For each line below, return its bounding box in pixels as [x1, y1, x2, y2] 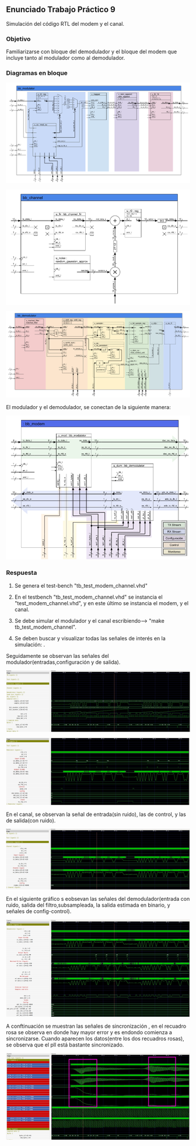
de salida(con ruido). [6, 816, 56, 824]
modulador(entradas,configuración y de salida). [6, 658, 121, 665]
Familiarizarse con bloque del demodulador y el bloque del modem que [6, 48, 177, 55]
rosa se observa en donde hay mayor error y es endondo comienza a [6, 1029, 172, 1036]
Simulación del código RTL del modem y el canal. [6, 20, 124, 27]
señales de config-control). [6, 908, 72, 915]
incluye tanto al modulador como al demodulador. [6, 54, 125, 61]
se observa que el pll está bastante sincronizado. [6, 1041, 124, 1048]
